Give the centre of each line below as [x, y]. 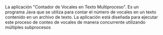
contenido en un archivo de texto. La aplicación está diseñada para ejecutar [81, 17]
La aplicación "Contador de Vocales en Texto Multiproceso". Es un [72, 7]
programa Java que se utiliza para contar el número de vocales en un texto [81, 12]
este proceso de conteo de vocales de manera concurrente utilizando [75, 22]
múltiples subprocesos [28, 27]
